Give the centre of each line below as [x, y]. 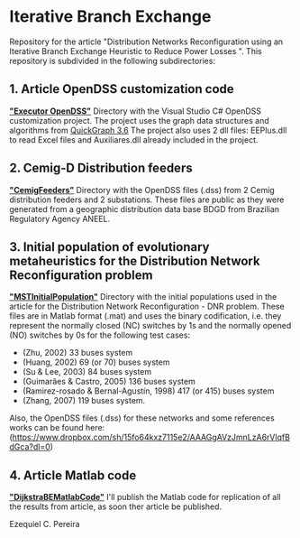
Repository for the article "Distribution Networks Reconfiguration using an [146, 42]
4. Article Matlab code [73, 475]
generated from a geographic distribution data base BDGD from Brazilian [145, 209]
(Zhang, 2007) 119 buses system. [84, 401]
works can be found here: [57, 428]
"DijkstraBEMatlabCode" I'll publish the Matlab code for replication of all [145, 497]
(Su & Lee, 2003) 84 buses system [87, 372]
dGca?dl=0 [30, 447]
